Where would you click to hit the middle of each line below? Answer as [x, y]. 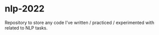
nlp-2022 [24, 9]
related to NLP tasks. [26, 27]
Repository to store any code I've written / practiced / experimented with [79, 22]
